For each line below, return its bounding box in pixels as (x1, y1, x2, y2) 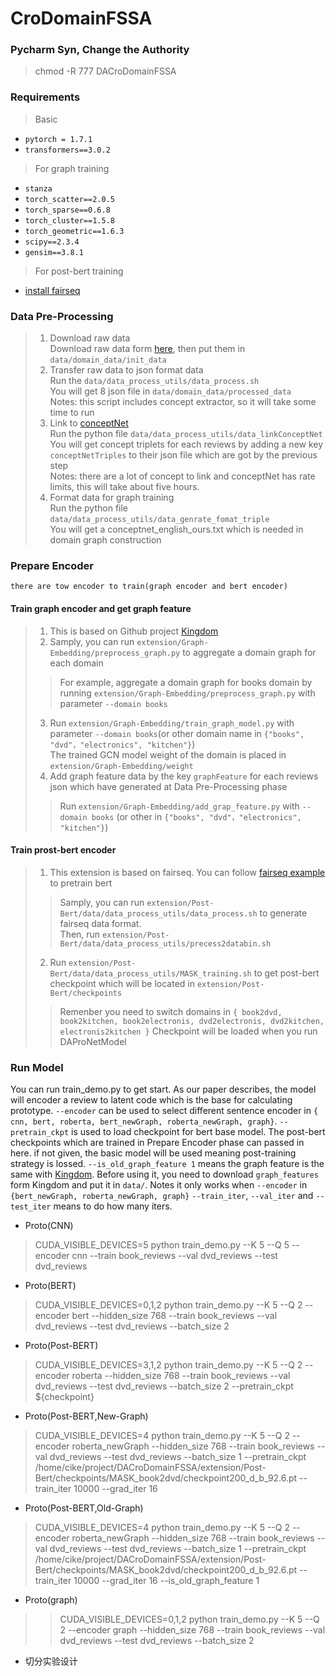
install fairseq (24, 284, 81, 296)
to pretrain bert (49, 877, 113, 889)
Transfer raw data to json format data (49, 364, 204, 376)
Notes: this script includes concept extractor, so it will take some (49, 396, 317, 408)
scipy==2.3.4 (24, 237, 80, 247)
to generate (259, 907, 308, 919)
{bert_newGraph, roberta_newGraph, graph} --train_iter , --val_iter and (10, 1190, 314, 1202)
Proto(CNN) (24, 1220, 74, 1232)
